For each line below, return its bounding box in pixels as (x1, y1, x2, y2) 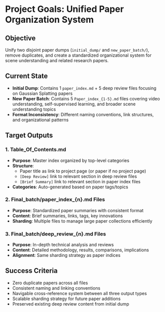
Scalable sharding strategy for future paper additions (12, 296, 121, 302)
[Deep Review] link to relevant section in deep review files (19, 173, 137, 179)
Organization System (5, 14, 94, 25)
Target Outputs (5, 131, 53, 140)
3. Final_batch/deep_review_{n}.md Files (5, 230, 107, 237)
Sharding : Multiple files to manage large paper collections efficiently (12, 218, 153, 224)
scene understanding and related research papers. (5, 58, 109, 63)
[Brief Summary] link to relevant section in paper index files (19, 178, 141, 184)
